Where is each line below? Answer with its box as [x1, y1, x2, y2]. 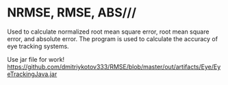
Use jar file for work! [7, 55, 65, 63]
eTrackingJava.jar [7, 70, 58, 78]
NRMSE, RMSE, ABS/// [7, 5, 137, 21]
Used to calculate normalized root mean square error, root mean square [7, 27, 210, 36]
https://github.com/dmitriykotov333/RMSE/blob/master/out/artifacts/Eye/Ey [7, 62, 221, 71]
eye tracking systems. [7, 42, 70, 50]
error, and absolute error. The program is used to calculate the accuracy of [7, 34, 218, 42]
